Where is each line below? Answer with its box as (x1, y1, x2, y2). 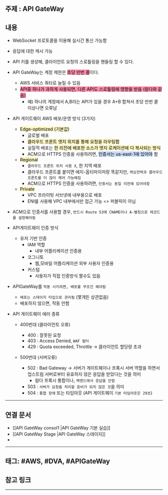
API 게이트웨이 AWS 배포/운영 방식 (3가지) (12, 115, 96, 121)
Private (19, 186, 35, 192)
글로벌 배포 (27, 132, 49, 138)
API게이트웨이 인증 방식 (12, 225, 58, 231)
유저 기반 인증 (19, 235, 47, 241)
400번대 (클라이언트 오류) (19, 322, 71, 328)
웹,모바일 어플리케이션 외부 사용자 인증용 (34, 260, 114, 266)
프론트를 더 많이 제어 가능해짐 (27, 175, 81, 181)
